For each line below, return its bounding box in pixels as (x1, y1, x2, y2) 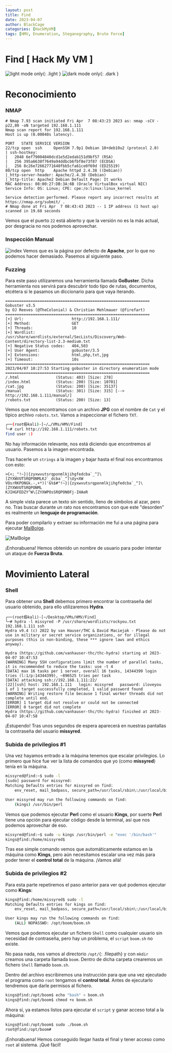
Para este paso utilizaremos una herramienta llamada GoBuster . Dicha (5, 278, 154, 284)
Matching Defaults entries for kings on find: (5, 902, 106, 907)
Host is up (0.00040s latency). (5, 132, 74, 137)
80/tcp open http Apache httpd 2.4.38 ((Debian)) (5, 168, 123, 173)
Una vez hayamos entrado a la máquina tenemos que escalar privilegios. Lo (5, 753, 165, 759)
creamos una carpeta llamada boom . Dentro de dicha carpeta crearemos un (5, 956, 163, 963)
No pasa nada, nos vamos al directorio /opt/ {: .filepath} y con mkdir (5, 951, 148, 957)
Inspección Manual (5, 236, 54, 243)
